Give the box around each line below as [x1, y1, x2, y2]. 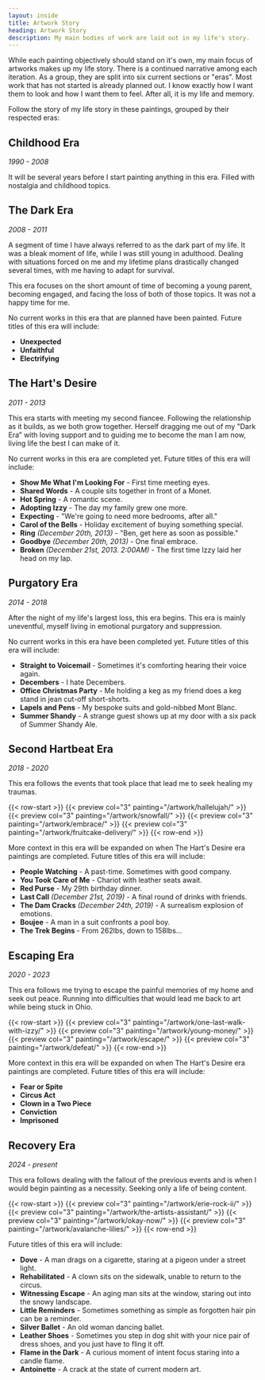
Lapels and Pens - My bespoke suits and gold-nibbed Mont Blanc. [19, 703, 238, 712]
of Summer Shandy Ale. [19, 719, 98, 729]
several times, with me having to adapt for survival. [8, 265, 175, 274]
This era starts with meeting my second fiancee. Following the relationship [8, 413, 252, 423]
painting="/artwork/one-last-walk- [132, 1018, 246, 1027]
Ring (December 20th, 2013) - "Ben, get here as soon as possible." [19, 528, 239, 538]
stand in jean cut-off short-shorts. [19, 694, 131, 703]
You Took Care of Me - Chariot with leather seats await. [19, 876, 202, 885]
